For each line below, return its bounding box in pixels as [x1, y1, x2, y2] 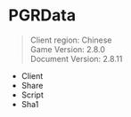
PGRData [8, 5, 77, 26]
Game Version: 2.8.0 [29, 43, 106, 54]
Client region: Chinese [29, 35, 112, 45]
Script [20, 90, 44, 100]
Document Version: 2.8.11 [29, 53, 123, 64]
